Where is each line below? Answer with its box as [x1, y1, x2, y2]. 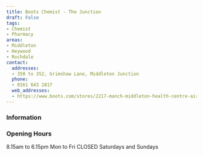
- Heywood [6, 48, 31, 54]
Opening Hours [6, 129, 52, 138]
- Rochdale [6, 54, 34, 60]
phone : [11, 76, 28, 82]
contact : [6, 59, 28, 65]
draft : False [6, 15, 39, 21]
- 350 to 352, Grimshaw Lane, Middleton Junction [11, 71, 139, 77]
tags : [6, 20, 20, 26]
